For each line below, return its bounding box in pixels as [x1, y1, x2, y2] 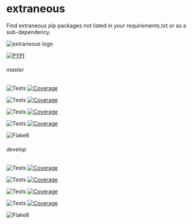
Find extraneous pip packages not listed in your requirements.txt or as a [6, 22, 187, 29]
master [6, 66, 24, 73]
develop [6, 145, 27, 153]
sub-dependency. [6, 28, 51, 35]
